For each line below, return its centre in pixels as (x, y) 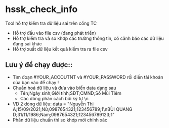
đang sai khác (27, 43)
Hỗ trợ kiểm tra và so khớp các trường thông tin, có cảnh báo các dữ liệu (88, 38)
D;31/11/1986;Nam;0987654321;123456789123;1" (64, 114)
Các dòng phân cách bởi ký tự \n (54, 98)
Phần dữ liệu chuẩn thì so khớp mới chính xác (60, 120)
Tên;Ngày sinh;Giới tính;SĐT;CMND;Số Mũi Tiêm (71, 93)
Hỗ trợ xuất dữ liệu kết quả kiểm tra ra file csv (60, 49)
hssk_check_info (41, 9)
